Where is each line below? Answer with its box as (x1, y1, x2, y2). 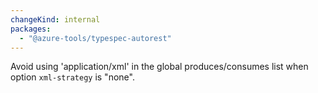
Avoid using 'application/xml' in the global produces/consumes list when (10, 61, 309, 73)
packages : (10, 24, 52, 34)
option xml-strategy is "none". (10, 71, 135, 83)
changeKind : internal (10, 14, 101, 25)
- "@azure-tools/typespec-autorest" (19, 33, 172, 43)
